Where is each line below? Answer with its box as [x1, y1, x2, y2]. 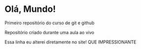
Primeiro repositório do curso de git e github [4, 20, 95, 26]
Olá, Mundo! [4, 3, 56, 15]
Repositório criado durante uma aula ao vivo [4, 29, 95, 35]
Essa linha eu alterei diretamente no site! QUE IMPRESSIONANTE [4, 39, 137, 45]
